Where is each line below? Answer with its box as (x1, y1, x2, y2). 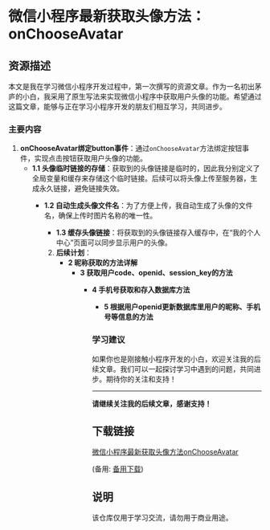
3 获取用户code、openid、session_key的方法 (80, 268, 233, 278)
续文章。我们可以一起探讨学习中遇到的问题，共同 (92, 364, 255, 373)
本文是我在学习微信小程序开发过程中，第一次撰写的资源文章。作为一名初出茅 (8, 82, 262, 91)
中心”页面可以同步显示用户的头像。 (55, 238, 173, 247)
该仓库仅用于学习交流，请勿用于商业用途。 (92, 513, 233, 523)
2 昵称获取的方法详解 (67, 258, 138, 267)
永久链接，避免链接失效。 (39, 184, 125, 194)
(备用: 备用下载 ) (92, 464, 144, 474)
